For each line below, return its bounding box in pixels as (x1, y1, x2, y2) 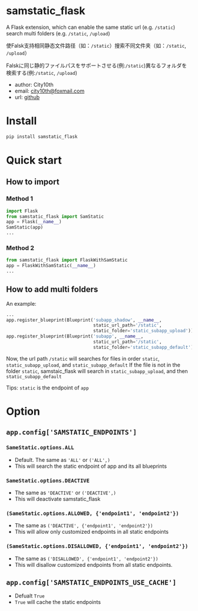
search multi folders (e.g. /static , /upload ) (6, 29, 110, 37)
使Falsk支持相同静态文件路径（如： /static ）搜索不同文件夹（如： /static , (6, 42, 187, 49)
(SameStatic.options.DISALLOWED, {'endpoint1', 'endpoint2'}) (6, 543, 189, 550)
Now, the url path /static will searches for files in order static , (6, 355, 160, 362)
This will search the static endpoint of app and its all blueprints (14, 463, 167, 470)
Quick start (6, 153, 62, 167)
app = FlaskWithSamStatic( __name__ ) (6, 263, 96, 269)
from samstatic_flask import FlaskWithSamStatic (6, 257, 128, 263)
